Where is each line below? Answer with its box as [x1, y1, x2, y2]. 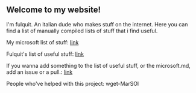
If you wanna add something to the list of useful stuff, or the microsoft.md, [6, 62, 191, 69]
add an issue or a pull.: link [6, 68, 73, 76]
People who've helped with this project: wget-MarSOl [6, 80, 139, 87]
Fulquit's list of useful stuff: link [6, 50, 84, 58]
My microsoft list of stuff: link [6, 38, 79, 46]
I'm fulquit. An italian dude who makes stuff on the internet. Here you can [6, 20, 188, 28]
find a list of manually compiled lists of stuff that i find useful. [6, 27, 158, 34]
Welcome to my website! [6, 5, 101, 15]
